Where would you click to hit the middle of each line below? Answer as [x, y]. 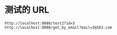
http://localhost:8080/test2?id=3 [40, 23]
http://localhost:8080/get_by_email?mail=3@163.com [58, 27]
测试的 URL [27, 10]
